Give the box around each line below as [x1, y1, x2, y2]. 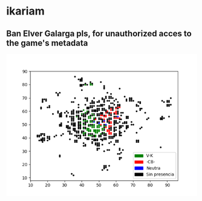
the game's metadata [6, 38, 88, 48]
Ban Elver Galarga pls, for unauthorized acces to [6, 28, 192, 39]
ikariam [6, 4, 45, 18]
